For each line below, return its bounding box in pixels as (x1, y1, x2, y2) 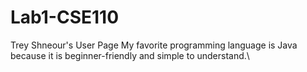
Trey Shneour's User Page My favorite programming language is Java (10, 39, 298, 51)
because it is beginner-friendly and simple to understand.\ (10, 49, 250, 61)
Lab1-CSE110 (10, 6, 120, 29)
